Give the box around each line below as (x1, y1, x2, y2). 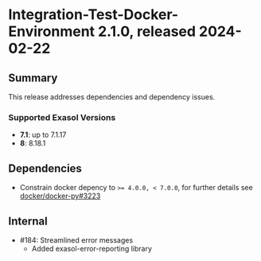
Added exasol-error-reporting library (31, 243, 153, 253)
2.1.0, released (98, 22, 197, 41)
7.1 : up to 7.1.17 (19, 130, 67, 140)
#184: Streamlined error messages (19, 235, 134, 244)
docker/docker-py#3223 (19, 191, 101, 201)
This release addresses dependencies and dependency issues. (8, 92, 216, 101)
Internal (8, 214, 48, 228)
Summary (8, 71, 58, 84)
